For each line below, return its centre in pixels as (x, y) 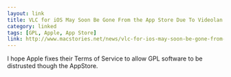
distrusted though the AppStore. (53, 66)
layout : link (26, 13)
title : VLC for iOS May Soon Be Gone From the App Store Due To (101, 20)
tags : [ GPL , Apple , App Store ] (52, 33)
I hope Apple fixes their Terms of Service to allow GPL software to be (105, 58)
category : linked (32, 26)
